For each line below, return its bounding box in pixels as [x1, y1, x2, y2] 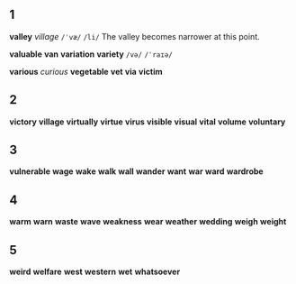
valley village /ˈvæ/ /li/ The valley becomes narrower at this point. [9, 31, 260, 41]
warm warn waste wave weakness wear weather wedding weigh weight [9, 216, 287, 227]
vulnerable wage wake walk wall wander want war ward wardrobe [9, 166, 264, 177]
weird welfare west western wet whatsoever [9, 266, 181, 278]
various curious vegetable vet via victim [9, 66, 163, 77]
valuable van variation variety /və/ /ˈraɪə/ [9, 49, 173, 60]
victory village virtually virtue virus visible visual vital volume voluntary [9, 116, 286, 127]
